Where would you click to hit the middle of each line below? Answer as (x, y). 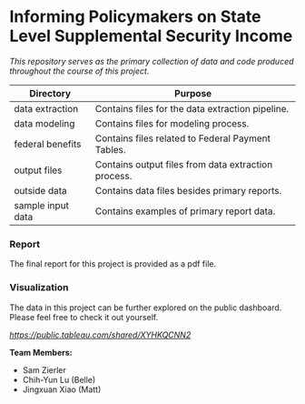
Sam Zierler (44, 369)
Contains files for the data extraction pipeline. (192, 108)
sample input (42, 205)
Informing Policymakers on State (135, 17)
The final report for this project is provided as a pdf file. (113, 264)
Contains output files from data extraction (184, 164)
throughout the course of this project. (79, 71)
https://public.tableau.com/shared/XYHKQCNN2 (100, 335)
